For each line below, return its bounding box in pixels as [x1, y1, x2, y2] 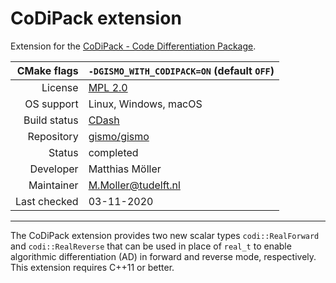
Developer [29, 162, 79, 176]
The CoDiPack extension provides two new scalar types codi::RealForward [10, 229, 320, 241]
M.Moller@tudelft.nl [88, 178, 181, 192]
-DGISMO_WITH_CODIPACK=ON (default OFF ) [88, 63, 275, 77]
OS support [24, 97, 79, 111]
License [41, 80, 79, 94]
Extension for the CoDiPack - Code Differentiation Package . [10, 40, 257, 52]
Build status [23, 113, 79, 127]
